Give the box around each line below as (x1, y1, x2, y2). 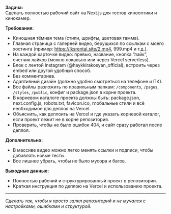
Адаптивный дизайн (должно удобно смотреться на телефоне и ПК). (12, 79, 163, 84)
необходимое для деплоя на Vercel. (12, 106, 91, 111)
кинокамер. (5, 15, 31, 21)
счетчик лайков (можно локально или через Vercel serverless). (12, 57, 150, 63)
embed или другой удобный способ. (12, 67, 92, 74)
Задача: (5, 5, 23, 10)
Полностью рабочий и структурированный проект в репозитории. (12, 178, 157, 183)
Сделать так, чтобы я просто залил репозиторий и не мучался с (5, 198, 146, 204)
